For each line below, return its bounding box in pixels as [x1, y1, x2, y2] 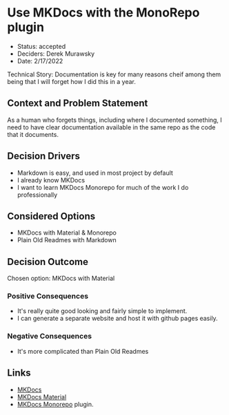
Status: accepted [17, 42, 66, 50]
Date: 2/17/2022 [17, 56, 63, 65]
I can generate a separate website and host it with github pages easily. [17, 315, 219, 323]
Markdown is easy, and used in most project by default [17, 169, 174, 177]
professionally [17, 191, 58, 199]
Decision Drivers [7, 150, 81, 162]
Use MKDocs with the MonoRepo [7, 5, 200, 21]
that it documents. [7, 130, 59, 138]
